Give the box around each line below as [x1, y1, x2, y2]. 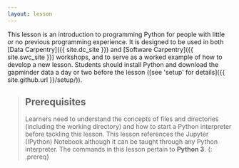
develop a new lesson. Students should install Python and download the [7, 60, 219, 68]
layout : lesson [7, 10, 53, 18]
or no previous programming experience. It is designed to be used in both [7, 37, 224, 46]
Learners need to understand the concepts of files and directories [24, 115, 219, 123]
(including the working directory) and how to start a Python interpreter [24, 122, 232, 131]
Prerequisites [24, 96, 86, 108]
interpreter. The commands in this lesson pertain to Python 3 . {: [24, 145, 213, 154]
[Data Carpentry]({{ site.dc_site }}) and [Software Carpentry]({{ [7, 45, 194, 53]
